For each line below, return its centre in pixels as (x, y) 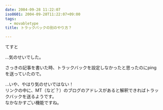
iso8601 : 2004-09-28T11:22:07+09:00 (43, 14)
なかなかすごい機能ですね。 (33, 103)
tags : (11, 19)
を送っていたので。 (24, 74)
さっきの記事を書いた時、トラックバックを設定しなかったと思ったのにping (81, 68)
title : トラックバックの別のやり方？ (39, 28)
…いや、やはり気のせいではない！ (40, 84)
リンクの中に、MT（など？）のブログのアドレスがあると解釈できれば (76, 90)
